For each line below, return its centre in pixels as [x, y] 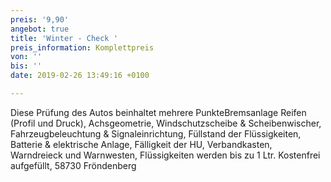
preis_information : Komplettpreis [82, 47]
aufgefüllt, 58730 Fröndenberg [73, 165]
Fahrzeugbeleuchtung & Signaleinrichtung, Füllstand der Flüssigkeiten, [156, 133]
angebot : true [40, 29]
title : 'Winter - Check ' [64, 38]
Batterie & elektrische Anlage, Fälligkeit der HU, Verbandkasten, [141, 144]
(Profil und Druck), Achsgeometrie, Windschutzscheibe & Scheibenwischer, [166, 123]
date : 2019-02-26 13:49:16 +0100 [80, 76]
